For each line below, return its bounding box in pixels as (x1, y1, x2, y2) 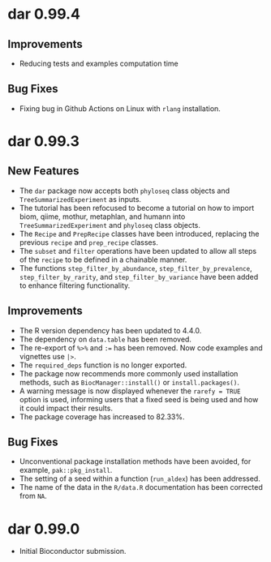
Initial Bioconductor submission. (19, 547, 127, 556)
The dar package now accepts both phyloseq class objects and (19, 186, 230, 195)
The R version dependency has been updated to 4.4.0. (19, 325, 202, 335)
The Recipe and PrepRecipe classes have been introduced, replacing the (19, 229, 260, 238)
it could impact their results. (19, 403, 113, 413)
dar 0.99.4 (7, 5, 80, 24)
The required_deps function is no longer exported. (19, 360, 187, 370)
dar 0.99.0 (7, 520, 80, 538)
